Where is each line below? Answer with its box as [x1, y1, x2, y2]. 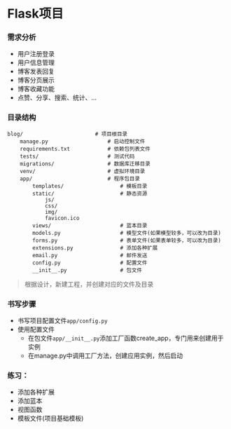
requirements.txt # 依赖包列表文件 [20, 145, 150, 152]
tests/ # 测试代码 [20, 153, 135, 160]
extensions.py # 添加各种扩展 [32, 244, 158, 252]
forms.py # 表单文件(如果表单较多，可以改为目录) [32, 237, 222, 244]
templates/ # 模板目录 [32, 182, 148, 189]
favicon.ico [44, 214, 80, 222]
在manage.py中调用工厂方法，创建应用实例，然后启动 [27, 351, 183, 360]
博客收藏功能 [17, 85, 55, 93]
